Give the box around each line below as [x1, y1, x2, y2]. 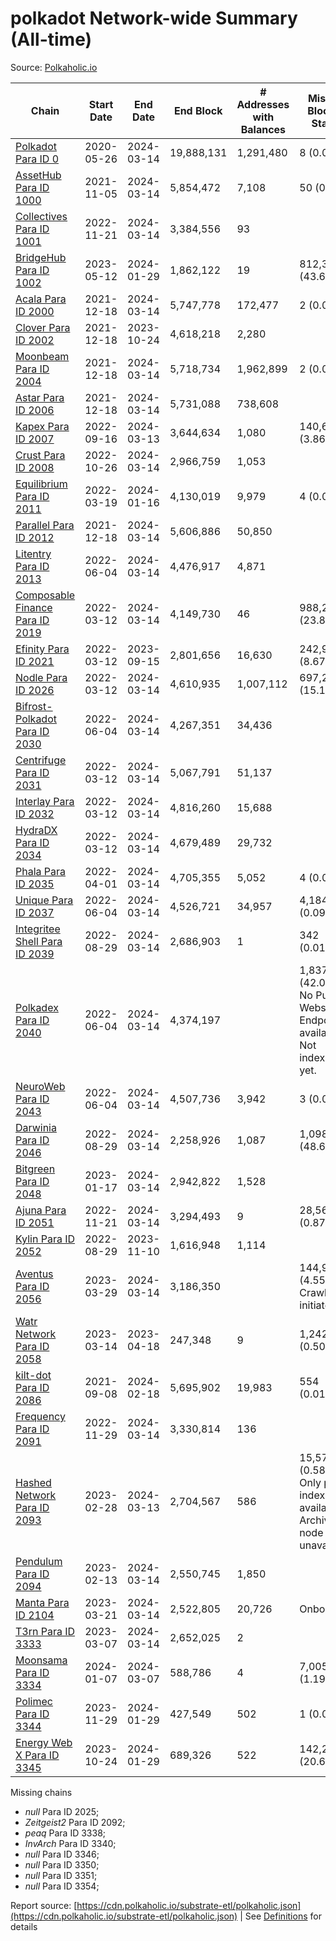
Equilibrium [15, 477, 68, 491]
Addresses [236, 97, 290, 111]
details [10, 1920, 38, 1932]
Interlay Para [15, 794, 75, 808]
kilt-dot [15, 1368, 52, 1382]
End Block [173, 103, 223, 117]
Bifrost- [15, 699, 53, 713]
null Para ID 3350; [24, 1858, 100, 1871]
